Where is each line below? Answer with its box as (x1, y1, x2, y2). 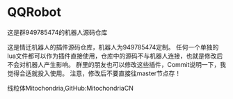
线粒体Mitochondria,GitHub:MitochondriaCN (7, 84, 134, 92)
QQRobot (7, 4, 61, 20)
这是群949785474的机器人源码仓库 (7, 28, 108, 36)
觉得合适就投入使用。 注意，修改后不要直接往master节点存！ (7, 69, 182, 77)
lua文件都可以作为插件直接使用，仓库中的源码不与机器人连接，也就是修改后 (7, 52, 223, 60)
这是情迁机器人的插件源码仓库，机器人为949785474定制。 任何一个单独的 (7, 43, 219, 51)
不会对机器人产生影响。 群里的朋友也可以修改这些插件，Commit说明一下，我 (7, 60, 227, 68)
